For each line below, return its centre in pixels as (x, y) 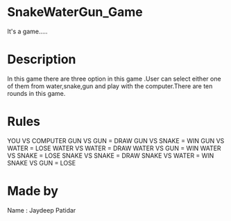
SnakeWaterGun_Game (75, 12)
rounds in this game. (36, 93)
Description (42, 59)
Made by (33, 191)
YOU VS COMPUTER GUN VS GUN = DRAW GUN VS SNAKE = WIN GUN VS (116, 140)
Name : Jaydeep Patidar (42, 210)
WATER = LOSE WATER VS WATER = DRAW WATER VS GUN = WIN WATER (114, 148)
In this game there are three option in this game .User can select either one (114, 79)
